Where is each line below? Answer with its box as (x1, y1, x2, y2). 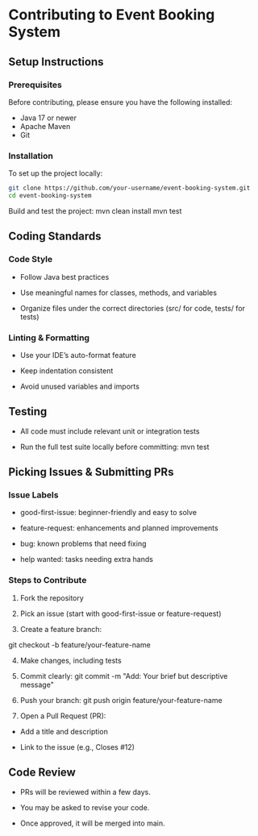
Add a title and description (19, 726, 109, 736)
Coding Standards (8, 230, 102, 243)
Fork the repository (19, 593, 85, 602)
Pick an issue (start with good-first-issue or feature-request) (19, 609, 222, 618)
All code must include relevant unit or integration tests (19, 426, 200, 436)
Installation (8, 150, 54, 161)
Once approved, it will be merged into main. (19, 818, 165, 828)
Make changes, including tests (19, 655, 123, 665)
